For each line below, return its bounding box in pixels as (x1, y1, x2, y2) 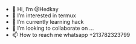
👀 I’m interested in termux (11, 12, 77, 19)
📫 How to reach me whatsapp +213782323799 (11, 32, 131, 38)
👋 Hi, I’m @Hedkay (11, 6, 59, 12)
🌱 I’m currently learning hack (11, 18, 84, 25)
